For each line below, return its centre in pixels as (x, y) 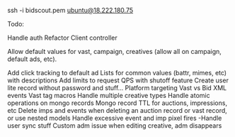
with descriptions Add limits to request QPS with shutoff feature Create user (118, 80)
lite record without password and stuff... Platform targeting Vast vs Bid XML (117, 88)
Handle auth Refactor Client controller (63, 38)
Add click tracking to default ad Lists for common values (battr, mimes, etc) (117, 73)
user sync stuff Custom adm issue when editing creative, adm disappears (115, 126)
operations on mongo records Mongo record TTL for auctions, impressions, (117, 103)
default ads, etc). (32, 59)
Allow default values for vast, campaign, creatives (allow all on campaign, (114, 51)
